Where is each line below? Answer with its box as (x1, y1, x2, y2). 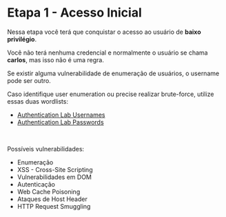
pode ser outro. (7, 76, 52, 84)
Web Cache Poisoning (17, 187, 81, 196)
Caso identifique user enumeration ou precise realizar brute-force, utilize (7, 90, 214, 98)
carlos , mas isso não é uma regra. (7, 55, 105, 64)
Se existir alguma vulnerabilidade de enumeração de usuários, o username (7, 69, 220, 77)
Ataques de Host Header (17, 195, 88, 203)
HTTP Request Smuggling (17, 202, 91, 210)
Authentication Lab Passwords (17, 117, 105, 126)
